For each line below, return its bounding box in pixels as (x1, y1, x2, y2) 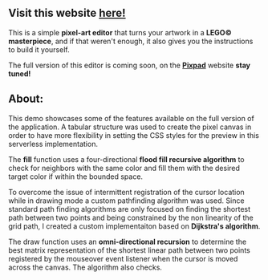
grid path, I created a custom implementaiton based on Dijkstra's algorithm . (8, 221, 261, 231)
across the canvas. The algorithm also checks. (8, 262, 163, 272)
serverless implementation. (8, 139, 99, 148)
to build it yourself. (8, 44, 70, 55)
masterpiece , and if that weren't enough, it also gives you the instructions (8, 36, 254, 46)
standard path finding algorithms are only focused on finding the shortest (8, 204, 251, 213)
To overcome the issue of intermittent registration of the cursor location (8, 187, 245, 197)
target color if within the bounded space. (8, 172, 143, 181)
